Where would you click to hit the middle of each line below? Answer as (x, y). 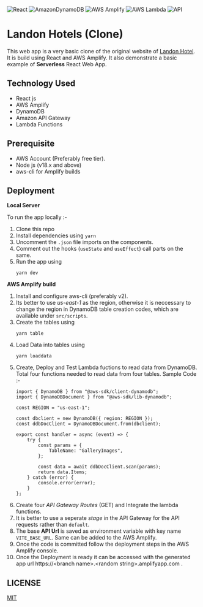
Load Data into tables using (50, 345)
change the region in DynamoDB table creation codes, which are (97, 309)
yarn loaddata (34, 356)
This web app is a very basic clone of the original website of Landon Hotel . (101, 51)
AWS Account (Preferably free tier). (61, 158)
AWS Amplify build (31, 284)
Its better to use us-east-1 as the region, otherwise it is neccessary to (103, 303)
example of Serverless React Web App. (57, 64)
